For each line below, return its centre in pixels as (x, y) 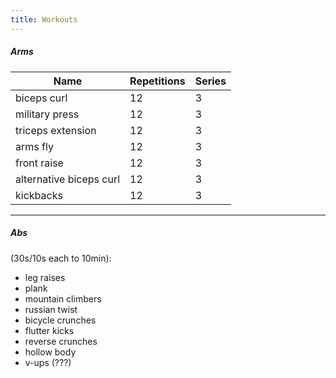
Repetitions (157, 81)
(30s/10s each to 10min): (61, 258)
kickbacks (39, 195)
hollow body (50, 352)
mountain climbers (63, 298)
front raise (39, 163)
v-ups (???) (48, 362)
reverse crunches (61, 341)
